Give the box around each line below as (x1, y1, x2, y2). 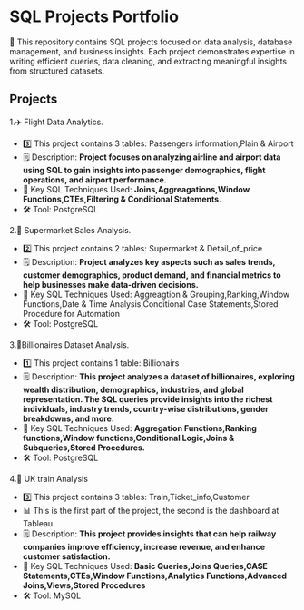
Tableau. (22, 517, 56, 528)
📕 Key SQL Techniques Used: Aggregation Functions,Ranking (22, 422, 257, 433)
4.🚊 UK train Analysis (9, 473, 89, 484)
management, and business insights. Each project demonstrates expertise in (9, 45, 295, 56)
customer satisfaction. (22, 551, 111, 562)
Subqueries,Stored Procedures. (22, 442, 145, 453)
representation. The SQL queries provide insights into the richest (22, 393, 273, 405)
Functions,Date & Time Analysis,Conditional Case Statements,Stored (22, 298, 279, 310)
